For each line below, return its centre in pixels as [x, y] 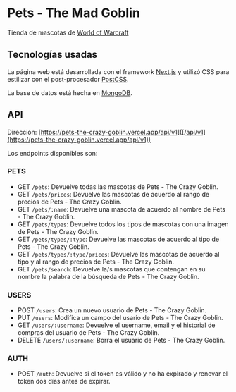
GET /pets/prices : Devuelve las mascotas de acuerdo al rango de [113, 194]
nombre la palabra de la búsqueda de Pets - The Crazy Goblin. [108, 276]
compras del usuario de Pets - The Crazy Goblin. [88, 333]
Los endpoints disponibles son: [52, 153]
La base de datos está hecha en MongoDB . [70, 92]
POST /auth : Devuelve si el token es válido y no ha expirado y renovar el [122, 374]
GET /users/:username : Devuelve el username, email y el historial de [116, 325]
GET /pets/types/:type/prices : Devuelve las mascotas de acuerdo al [118, 254]
